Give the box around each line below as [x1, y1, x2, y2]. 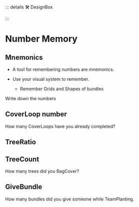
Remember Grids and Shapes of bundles [19, 86, 104, 92]
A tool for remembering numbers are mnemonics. [12, 67, 114, 72]
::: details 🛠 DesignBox [5, 4, 53, 10]
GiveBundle [5, 182, 42, 191]
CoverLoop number [5, 110, 67, 119]
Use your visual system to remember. [12, 76, 89, 82]
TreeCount [5, 155, 39, 163]
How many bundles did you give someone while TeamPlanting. [5, 196, 134, 202]
